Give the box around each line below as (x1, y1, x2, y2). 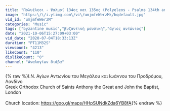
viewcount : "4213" (5, 45, 44, 50)
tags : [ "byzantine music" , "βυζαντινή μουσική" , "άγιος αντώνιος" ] (5, 26, 146, 31)
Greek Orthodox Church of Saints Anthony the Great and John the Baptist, (5, 84, 160, 90)
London (5, 89, 21, 95)
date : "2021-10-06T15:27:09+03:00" (5, 31, 80, 36)
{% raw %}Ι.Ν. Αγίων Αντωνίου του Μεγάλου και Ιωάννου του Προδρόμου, (5, 73, 163, 79)
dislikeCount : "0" (5, 54, 44, 60)
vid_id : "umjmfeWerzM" (5, 17, 53, 22)
